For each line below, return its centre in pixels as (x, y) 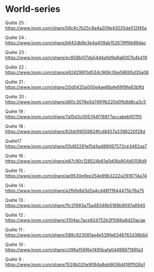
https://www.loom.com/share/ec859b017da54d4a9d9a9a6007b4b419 (76, 57)
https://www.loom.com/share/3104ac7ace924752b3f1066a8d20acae (75, 220)
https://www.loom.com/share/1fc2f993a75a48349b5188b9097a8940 (75, 205)
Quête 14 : (15, 185)
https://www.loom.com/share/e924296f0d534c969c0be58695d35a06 (77, 72)
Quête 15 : (15, 170)
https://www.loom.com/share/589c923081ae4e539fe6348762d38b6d (77, 235)
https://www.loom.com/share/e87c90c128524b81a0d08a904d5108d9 (76, 161)
